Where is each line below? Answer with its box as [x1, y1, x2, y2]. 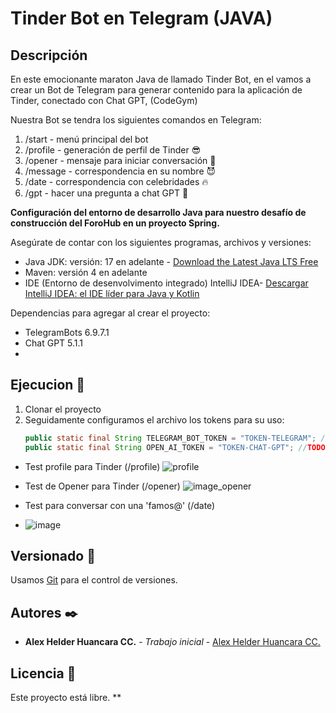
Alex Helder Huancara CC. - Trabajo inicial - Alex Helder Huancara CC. [24, 636, 321, 648]
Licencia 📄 [10, 665, 77, 682]
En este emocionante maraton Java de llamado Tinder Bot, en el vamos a [10, 73, 312, 85]
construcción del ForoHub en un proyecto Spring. [10, 217, 220, 229]
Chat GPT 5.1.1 [24, 337, 84, 349]
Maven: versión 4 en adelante [24, 267, 148, 278]
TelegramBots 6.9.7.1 [24, 327, 110, 338]
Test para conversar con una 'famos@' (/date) [24, 499, 216, 511]
